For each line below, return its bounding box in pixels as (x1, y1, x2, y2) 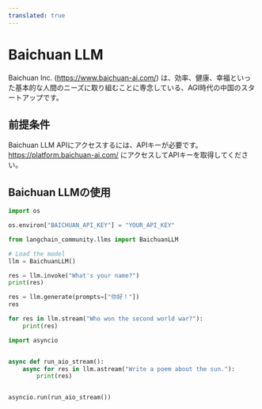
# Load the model (8, 250, 66, 258)
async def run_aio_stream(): (8, 358, 104, 365)
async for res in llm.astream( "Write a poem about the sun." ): (22, 365, 236, 373)
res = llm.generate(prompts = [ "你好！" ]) (8, 293, 140, 301)
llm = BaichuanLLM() (8, 257, 77, 265)
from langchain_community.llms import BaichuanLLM (8, 235, 179, 244)
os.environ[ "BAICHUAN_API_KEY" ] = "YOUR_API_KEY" (8, 222, 176, 229)
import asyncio (8, 336, 59, 344)
